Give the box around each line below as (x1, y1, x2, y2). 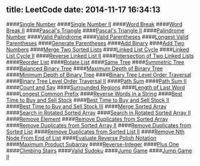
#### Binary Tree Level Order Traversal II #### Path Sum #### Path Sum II (6, 77, 187, 84)
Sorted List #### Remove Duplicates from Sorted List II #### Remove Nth (6, 128, 185, 135)
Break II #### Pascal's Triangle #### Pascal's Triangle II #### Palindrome (6, 27, 185, 34)
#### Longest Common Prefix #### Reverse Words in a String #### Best (6, 90, 183, 97)
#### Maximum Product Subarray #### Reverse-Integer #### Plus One (6, 140, 179, 148)
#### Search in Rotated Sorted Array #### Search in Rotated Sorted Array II (6, 109, 191, 116)
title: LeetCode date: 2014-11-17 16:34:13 (6, 5, 161, 15)
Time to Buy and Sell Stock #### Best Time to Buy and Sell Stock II (6, 96, 170, 104)
